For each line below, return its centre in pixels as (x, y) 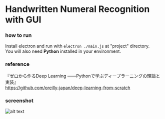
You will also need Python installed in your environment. (63, 51)
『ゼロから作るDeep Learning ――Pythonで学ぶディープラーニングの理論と (83, 76)
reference (17, 64)
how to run (18, 35)
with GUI (23, 20)
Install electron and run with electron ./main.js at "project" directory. (77, 46)
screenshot (19, 101)
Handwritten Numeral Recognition (77, 9)
